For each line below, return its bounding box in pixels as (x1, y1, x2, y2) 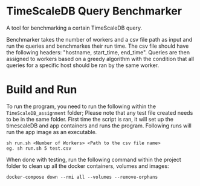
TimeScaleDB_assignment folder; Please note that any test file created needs (6, 109, 193, 116)
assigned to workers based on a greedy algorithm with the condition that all (6, 55, 195, 62)
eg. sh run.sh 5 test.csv (6, 145, 71, 152)
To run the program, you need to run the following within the (6, 103, 156, 110)
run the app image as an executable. (6, 128, 97, 135)
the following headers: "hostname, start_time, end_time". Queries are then (6, 48, 190, 56)
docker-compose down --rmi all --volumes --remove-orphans (6, 174, 158, 180)
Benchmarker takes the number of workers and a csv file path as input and (6, 36, 193, 43)
